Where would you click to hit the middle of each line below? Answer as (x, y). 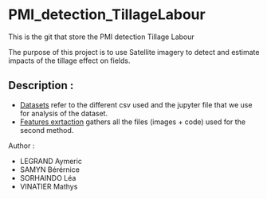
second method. (47, 130)
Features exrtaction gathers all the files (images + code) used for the (132, 122)
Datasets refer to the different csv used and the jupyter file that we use (136, 104)
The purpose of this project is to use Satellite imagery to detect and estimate (134, 52)
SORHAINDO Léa (48, 178)
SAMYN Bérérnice (49, 170)
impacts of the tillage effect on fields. (69, 60)
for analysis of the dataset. (64, 113)
